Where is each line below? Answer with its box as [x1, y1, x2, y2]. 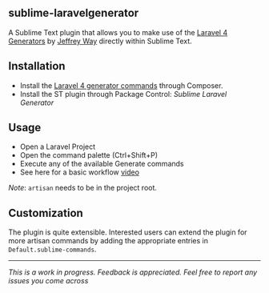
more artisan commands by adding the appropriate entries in [8, 236, 208, 246]
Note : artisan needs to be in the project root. [8, 183, 158, 193]
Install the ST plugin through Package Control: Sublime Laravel [19, 89, 227, 98]
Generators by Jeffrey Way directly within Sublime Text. [8, 36, 192, 46]
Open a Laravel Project [19, 142, 96, 151]
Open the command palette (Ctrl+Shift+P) [19, 151, 159, 160]
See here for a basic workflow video [19, 167, 140, 177]
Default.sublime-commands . [8, 244, 97, 255]
